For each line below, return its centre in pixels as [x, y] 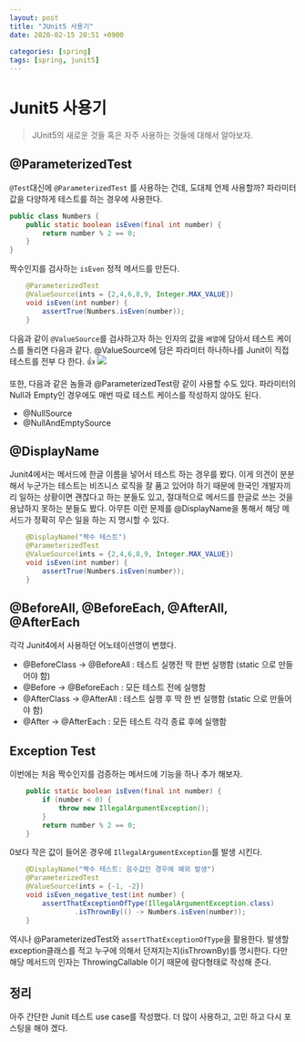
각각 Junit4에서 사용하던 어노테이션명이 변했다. [93, 645]
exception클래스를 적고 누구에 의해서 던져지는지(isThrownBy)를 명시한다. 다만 [149, 950]
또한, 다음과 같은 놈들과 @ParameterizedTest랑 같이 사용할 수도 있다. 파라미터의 [153, 383]
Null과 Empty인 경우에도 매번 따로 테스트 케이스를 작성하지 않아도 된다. [135, 395]
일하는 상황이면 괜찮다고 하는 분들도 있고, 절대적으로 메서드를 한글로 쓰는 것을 [156, 497]
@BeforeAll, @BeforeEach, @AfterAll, [119, 608]
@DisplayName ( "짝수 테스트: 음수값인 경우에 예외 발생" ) [121, 870]
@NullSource [47, 413]
